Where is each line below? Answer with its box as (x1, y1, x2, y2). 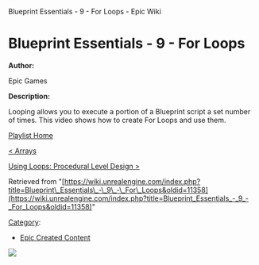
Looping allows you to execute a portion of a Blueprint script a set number (8, 106, 251, 116)
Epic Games (8, 75, 48, 86)
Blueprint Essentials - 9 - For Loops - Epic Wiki (8, 7, 161, 16)
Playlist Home (8, 130, 53, 140)
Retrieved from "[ (8, 176, 65, 186)
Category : (8, 217, 41, 227)
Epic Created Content (19, 232, 91, 242)
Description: (8, 91, 50, 101)
